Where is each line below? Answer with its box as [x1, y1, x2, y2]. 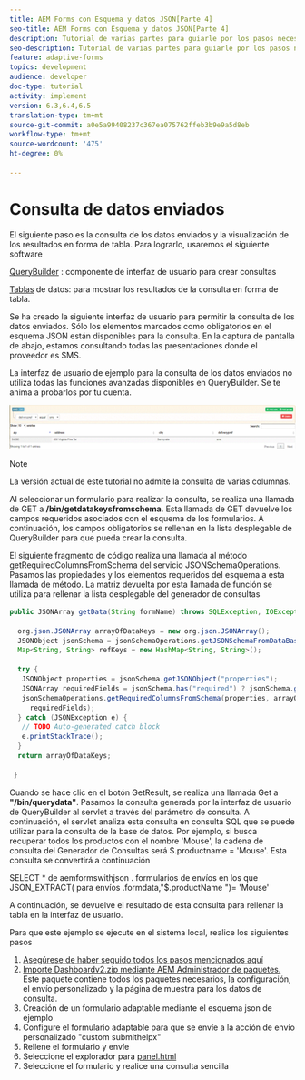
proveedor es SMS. [9, 349, 82, 360]
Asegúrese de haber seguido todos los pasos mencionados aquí [22, 954, 263, 964]
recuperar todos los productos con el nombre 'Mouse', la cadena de [9, 835, 264, 846]
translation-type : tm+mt [9, 110, 103, 120]
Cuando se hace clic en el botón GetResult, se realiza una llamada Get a [9, 787, 279, 798]
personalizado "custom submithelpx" [22, 1031, 162, 1042]
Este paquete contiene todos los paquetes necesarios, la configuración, [22, 974, 292, 984]
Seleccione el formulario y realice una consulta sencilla [22, 1060, 230, 1071]
